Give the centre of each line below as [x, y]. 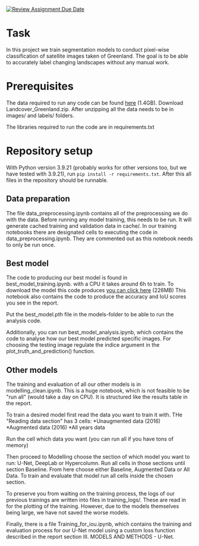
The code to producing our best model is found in [67, 278]
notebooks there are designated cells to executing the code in [82, 232]
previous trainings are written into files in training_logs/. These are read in [96, 500]
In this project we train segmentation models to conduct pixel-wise [88, 49]
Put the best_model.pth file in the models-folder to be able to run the [90, 315]
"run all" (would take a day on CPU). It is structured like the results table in [97, 397]
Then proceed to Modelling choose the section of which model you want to [98, 457]
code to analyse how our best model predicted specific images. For [89, 338]
